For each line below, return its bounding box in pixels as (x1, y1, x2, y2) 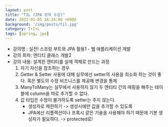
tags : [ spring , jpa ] (5, 31, 50, 36)
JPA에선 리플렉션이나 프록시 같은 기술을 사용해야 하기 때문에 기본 (28, 110, 158, 115)
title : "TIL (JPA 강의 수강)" (5, 12, 65, 17)
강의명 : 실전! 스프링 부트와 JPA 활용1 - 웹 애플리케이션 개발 (12, 46, 131, 52)
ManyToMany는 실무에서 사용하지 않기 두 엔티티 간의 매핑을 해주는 (20, 84, 154, 90)
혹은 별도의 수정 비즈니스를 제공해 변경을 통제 (27, 78, 117, 84)
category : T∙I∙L (5, 27, 40, 32)
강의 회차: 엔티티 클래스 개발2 (12, 52, 71, 58)
